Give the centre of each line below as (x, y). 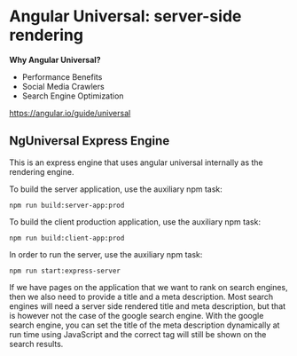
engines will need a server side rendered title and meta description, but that (148, 306)
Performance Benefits (62, 76)
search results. (36, 344)
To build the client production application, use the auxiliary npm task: (135, 222)
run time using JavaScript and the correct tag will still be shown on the (138, 334)
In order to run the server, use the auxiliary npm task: (106, 254)
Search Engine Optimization (73, 96)
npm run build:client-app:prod (67, 238)
